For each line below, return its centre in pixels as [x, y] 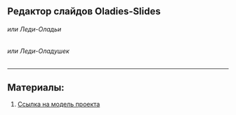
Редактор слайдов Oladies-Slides [84, 11]
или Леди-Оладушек [39, 51]
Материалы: [36, 87]
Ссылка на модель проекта [59, 105]
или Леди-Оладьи [34, 29]
